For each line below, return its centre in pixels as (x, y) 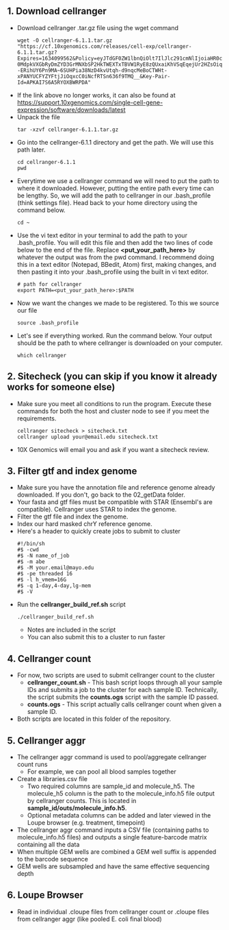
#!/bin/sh (31, 544)
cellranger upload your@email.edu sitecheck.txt (87, 437)
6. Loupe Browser (45, 895)
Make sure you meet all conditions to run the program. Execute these (114, 403)
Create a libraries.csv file (52, 779)
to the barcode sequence (53, 859)
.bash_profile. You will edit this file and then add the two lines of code (115, 242)
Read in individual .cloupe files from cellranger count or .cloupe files (113, 911)
